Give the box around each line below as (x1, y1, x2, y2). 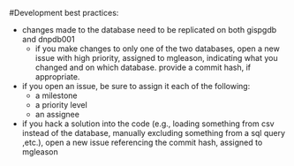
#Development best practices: (9, 8, 119, 18)
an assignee (34, 109, 79, 119)
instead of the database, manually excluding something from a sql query (21, 128, 285, 138)
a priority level (34, 100, 88, 109)
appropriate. (34, 72, 80, 82)
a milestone (34, 90, 78, 101)
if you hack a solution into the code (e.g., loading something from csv (21, 118, 275, 129)
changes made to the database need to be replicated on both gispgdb (21, 25, 277, 34)
